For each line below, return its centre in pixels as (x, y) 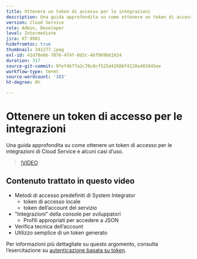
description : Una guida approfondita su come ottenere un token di (90, 17)
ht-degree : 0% (23, 83)
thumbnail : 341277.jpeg (35, 50)
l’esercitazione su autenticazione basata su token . (66, 250)
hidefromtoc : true (28, 45)
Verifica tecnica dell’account (49, 226)
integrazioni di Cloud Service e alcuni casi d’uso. (65, 151)
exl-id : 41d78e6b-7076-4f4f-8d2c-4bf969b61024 (64, 55)
